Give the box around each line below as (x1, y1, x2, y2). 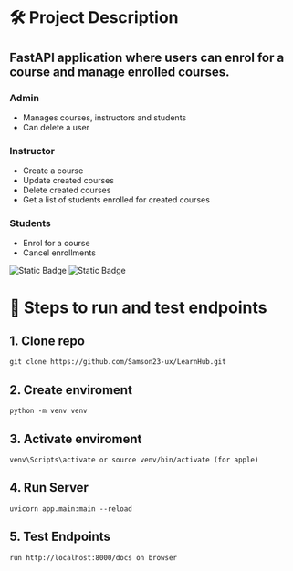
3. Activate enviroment (9, 431, 142, 447)
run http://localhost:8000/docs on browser (9, 553, 178, 562)
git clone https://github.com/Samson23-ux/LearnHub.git (9, 358, 226, 367)
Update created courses (22, 175, 114, 186)
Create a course (22, 165, 84, 176)
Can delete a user (22, 121, 89, 132)
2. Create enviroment (9, 382, 132, 398)
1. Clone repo (9, 334, 85, 349)
